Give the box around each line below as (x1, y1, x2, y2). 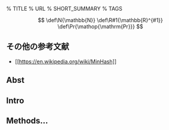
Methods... (6, 116, 48, 126)
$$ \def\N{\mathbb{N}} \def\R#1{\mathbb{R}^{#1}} (38, 17, 163, 23)
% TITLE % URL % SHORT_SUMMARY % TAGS (6, 5, 122, 12)
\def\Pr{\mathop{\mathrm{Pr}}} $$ (57, 23, 143, 30)
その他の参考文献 (6, 42, 69, 52)
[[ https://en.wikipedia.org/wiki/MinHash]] (14, 58, 117, 65)
